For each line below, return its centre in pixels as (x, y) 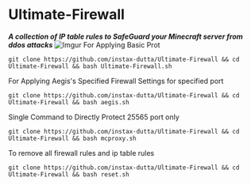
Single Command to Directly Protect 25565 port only (94, 117)
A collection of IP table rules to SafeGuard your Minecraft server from (126, 36)
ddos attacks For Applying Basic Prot (84, 44)
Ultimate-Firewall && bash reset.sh (69, 174)
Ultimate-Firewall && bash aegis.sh (69, 102)
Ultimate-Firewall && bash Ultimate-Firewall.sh (90, 66)
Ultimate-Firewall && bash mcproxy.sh (72, 138)
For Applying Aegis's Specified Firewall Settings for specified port (116, 81)
